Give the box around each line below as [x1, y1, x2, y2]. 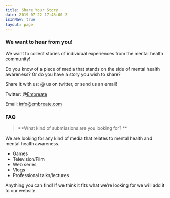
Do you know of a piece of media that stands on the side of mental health [5, 65, 160, 72]
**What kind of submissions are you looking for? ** [17, 125, 128, 131]
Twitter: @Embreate [5, 91, 48, 97]
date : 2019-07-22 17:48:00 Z [5, 12, 68, 17]
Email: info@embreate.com [5, 101, 62, 107]
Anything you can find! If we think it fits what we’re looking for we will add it [5, 182, 165, 188]
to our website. [5, 187, 37, 193]
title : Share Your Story [5, 7, 58, 13]
